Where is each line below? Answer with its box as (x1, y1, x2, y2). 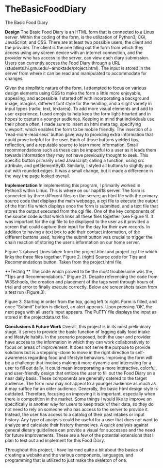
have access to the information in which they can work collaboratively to (5, 339, 150, 345)
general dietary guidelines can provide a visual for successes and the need (5, 427, 155, 433)
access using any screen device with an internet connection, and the (5, 50, 143, 56)
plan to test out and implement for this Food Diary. (5, 437, 105, 443)
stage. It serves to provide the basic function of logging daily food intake (5, 329, 150, 335)
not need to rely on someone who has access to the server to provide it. (5, 406, 149, 412)
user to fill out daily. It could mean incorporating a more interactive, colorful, (5, 365, 157, 371)
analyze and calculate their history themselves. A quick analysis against (5, 422, 149, 428)
